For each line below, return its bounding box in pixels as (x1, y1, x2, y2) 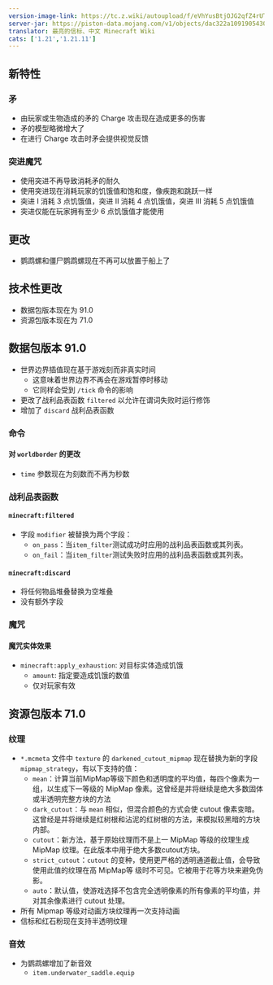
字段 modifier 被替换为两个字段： (19, 529, 132, 539)
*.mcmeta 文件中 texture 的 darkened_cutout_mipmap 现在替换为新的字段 (19, 753, 258, 763)
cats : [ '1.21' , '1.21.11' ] (8, 34, 96, 43)
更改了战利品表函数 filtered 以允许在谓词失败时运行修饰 (19, 395, 210, 405)
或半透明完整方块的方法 (32, 794, 111, 803)
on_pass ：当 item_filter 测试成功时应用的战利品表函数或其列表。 (32, 539, 248, 549)
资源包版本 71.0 (8, 707, 86, 720)
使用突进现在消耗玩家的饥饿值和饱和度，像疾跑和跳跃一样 (19, 186, 213, 196)
